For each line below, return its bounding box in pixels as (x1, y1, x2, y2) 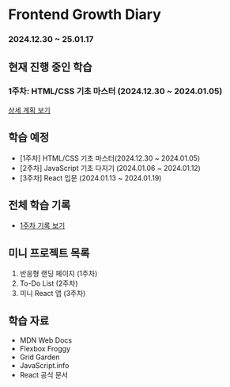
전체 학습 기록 (8, 199, 71, 211)
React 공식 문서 (19, 370, 69, 380)
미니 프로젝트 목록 (8, 246, 90, 260)
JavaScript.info (19, 361, 70, 370)
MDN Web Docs (19, 336, 73, 345)
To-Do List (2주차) (19, 279, 78, 288)
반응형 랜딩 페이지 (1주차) (19, 269, 98, 279)
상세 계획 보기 (8, 105, 51, 115)
